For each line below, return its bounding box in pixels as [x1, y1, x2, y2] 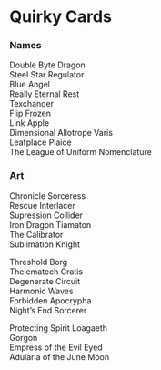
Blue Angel [9, 79, 50, 90]
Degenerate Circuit [9, 275, 81, 286]
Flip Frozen [9, 108, 52, 119]
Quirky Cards [9, 6, 112, 27]
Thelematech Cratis [9, 266, 84, 277]
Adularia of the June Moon [9, 351, 110, 362]
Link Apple [9, 118, 50, 128]
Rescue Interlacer [9, 200, 75, 211]
